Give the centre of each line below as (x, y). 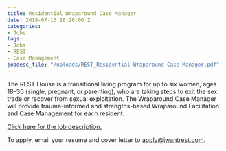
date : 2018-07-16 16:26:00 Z (49, 20)
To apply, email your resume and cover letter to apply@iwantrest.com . (106, 140)
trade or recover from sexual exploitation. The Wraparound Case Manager (112, 98)
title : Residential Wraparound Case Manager (72, 13)
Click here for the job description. (54, 126)
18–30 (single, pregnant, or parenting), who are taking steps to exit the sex (112, 91)
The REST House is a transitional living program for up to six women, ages (112, 84)
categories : (24, 26)
